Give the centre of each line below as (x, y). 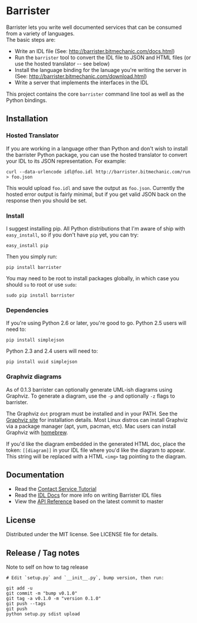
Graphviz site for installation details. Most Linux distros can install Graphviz (97, 419)
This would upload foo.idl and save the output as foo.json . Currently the (95, 188)
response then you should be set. (46, 200)
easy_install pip (27, 245)
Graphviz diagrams (34, 377)
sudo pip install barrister (41, 295)
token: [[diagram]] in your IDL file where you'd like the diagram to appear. (96, 450)
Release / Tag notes (43, 553)
